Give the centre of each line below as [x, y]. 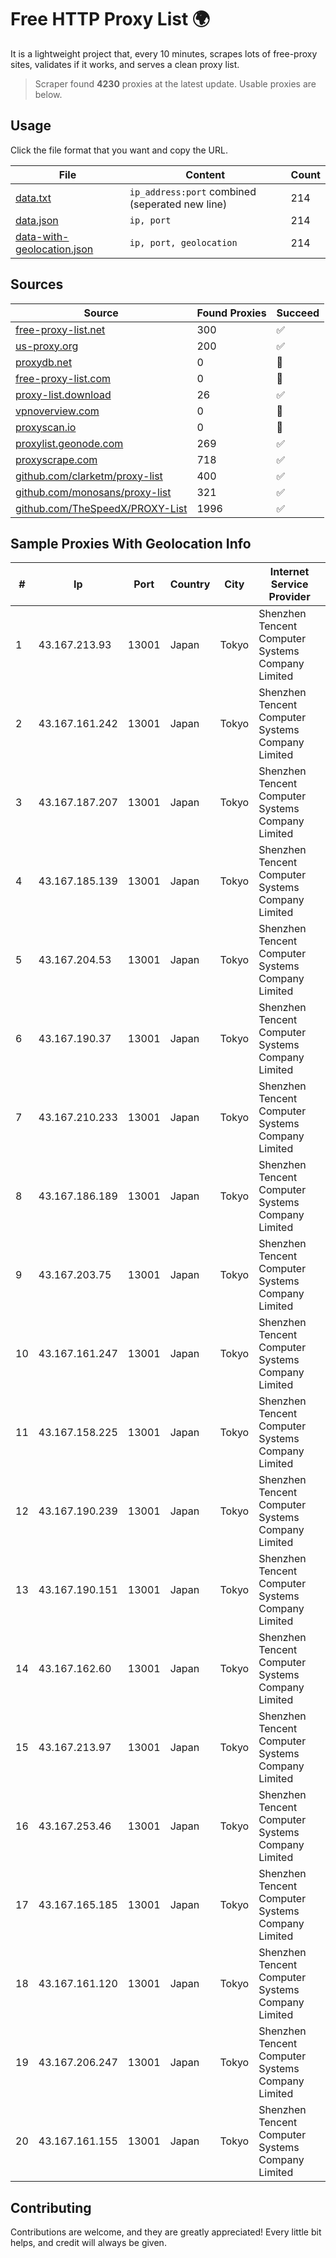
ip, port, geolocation [183, 242]
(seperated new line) [178, 204]
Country [190, 584]
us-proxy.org [47, 346]
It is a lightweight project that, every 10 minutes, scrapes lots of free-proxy [164, 53]
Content [205, 174]
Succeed [298, 313]
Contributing [51, 2207]
